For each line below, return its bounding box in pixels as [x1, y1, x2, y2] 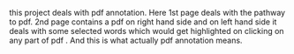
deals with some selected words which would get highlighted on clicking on [9, 26, 284, 36]
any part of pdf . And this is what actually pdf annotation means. [9, 35, 243, 45]
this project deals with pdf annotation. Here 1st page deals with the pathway [9, 8, 285, 17]
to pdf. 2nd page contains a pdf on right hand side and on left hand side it [9, 17, 277, 27]
